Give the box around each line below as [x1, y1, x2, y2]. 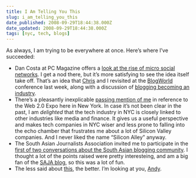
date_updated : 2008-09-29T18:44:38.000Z [6, 25, 107, 31]
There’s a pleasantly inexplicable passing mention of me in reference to [14, 96, 188, 103]
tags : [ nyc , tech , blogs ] [6, 31, 70, 37]
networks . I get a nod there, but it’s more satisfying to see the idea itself [14, 71, 190, 78]
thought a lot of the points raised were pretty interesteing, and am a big [14, 153, 188, 160]
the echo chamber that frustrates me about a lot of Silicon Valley [14, 128, 172, 135]
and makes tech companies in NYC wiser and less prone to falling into [14, 121, 185, 128]
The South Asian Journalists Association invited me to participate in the [14, 140, 189, 147]
